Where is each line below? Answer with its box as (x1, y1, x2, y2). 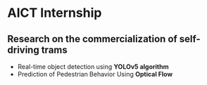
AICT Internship (7, 5, 102, 21)
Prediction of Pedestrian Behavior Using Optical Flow (17, 70, 173, 78)
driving (7, 44, 40, 55)
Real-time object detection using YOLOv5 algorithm (17, 63, 169, 71)
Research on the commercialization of (7, 33, 177, 45)
